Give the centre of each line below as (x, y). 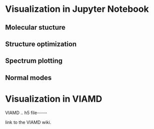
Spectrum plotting (34, 61)
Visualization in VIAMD (54, 99)
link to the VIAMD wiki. (28, 122)
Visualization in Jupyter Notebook (77, 9)
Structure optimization (41, 44)
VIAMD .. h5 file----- (26, 113)
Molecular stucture (35, 27)
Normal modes (29, 78)
